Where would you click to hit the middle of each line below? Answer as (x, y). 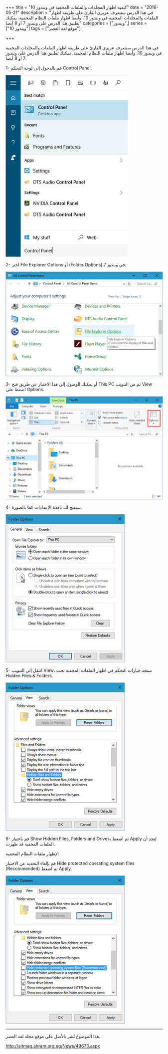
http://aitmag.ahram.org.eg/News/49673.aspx (53, 1046)
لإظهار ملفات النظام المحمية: (32, 853)
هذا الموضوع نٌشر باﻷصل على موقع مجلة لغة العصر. (53, 1036)
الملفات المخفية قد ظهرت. (30, 844)
